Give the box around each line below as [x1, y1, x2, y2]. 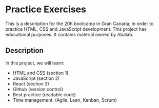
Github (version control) [12, 86, 63, 92]
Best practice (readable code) [12, 91, 76, 98]
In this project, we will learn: [5, 60, 65, 66]
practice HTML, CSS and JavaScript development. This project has [5, 26, 147, 32]
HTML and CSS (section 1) [12, 70, 69, 76]
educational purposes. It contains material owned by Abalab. [5, 31, 134, 37]
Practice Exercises [5, 4, 86, 15]
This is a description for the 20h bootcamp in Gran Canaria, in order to [5, 20, 154, 27]
